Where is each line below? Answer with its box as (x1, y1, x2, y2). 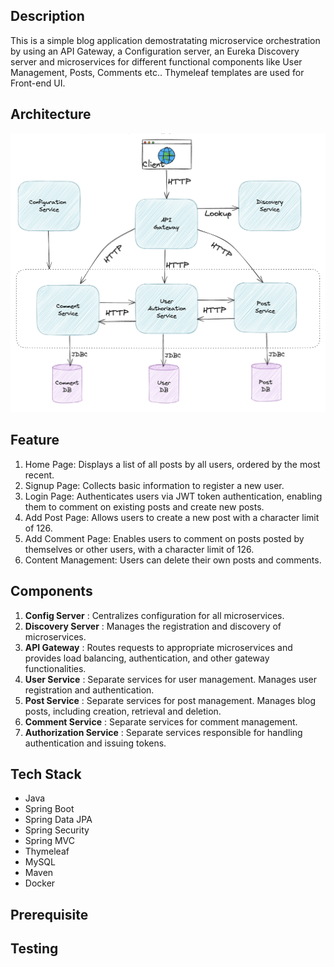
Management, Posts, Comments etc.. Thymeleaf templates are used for (10, 66, 305, 78)
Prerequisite (10, 906, 89, 923)
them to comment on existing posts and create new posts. (24, 500, 265, 513)
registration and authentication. (24, 684, 155, 696)
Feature (10, 432, 60, 449)
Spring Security (24, 824, 90, 836)
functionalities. (24, 662, 87, 674)
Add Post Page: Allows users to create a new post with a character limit (24, 511, 320, 523)
